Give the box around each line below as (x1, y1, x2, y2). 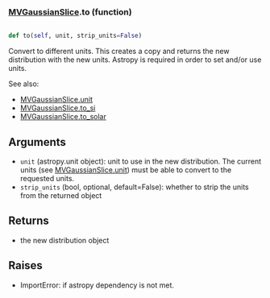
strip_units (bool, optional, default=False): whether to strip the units (19, 182, 249, 192)
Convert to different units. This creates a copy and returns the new (8, 47, 230, 56)
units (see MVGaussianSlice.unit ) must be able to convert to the (19, 164, 232, 175)
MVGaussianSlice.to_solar (19, 112, 107, 122)
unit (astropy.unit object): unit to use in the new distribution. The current (19, 156, 262, 166)
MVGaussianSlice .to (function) (8, 6, 132, 18)
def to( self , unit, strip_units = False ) (8, 31, 143, 40)
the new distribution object (19, 235, 110, 245)
